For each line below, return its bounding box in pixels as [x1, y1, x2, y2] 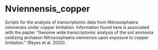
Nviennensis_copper [5, 3, 90, 14]
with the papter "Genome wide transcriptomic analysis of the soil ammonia [5, 29, 154, 35]
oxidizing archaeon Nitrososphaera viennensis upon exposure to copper [5, 35, 149, 40]
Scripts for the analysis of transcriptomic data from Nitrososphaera [5, 19, 139, 25]
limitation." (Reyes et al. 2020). [5, 39, 66, 45]
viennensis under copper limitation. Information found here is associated [5, 24, 149, 30]
